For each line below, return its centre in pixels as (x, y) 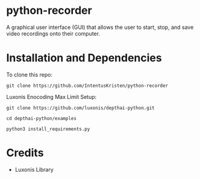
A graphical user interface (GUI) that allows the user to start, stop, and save (100, 27)
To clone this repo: (30, 74)
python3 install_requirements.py (48, 129)
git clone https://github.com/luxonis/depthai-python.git (80, 108)
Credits (25, 153)
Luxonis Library (34, 169)
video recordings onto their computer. (53, 33)
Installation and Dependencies (84, 58)
